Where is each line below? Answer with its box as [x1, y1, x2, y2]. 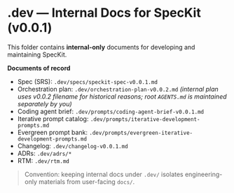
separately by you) [17, 99, 72, 108]
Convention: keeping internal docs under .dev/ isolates [24, 170, 184, 178]
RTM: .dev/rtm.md [17, 156, 70, 165]
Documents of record [7, 64, 71, 72]
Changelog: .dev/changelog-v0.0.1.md [17, 141, 128, 150]
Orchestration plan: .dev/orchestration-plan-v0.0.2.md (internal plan [17, 85, 219, 93]
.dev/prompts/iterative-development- [90, 115, 200, 123]
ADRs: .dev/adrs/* [17, 149, 72, 157]
